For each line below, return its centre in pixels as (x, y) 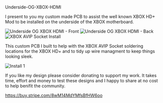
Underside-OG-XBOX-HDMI (33, 7)
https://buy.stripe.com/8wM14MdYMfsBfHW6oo (54, 95)
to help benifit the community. (35, 86)
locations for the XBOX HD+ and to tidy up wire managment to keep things (80, 51)
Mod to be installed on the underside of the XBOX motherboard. (70, 22)
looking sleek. (19, 56)
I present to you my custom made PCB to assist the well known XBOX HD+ (80, 16)
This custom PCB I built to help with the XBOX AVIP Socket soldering (74, 46)
